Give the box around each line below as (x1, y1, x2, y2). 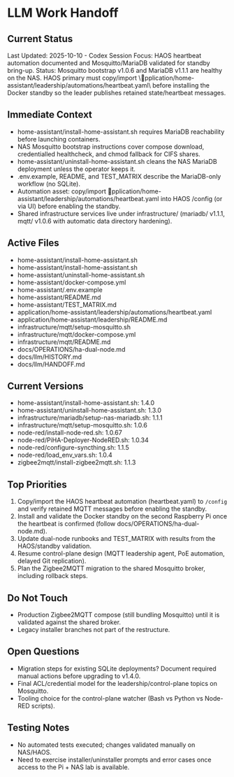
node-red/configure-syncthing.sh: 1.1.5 (17, 443, 129, 452)
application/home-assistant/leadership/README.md (17, 315, 168, 324)
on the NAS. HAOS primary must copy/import (7, 74, 138, 82)
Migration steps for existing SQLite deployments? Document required (17, 664, 217, 673)
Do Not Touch (7, 592, 68, 604)
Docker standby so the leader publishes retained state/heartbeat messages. (7, 89, 226, 97)
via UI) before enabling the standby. (17, 202, 121, 210)
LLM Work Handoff (7, 5, 119, 21)
